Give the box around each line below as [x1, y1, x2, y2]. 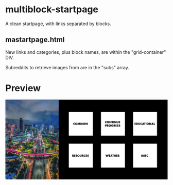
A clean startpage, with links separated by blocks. [5, 20, 112, 27]
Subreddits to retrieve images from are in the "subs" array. [5, 64, 130, 70]
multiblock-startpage [5, 4, 99, 15]
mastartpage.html [5, 35, 65, 44]
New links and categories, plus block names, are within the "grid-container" [5, 49, 166, 55]
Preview [5, 82, 41, 94]
